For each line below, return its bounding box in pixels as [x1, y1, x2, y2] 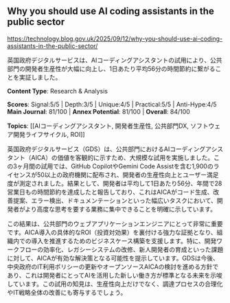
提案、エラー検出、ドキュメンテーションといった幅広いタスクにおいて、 [12, 196, 218, 205]
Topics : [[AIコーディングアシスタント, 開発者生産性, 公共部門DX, [7, 122, 189, 130]
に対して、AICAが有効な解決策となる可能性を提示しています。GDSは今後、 [7, 254, 220, 262]
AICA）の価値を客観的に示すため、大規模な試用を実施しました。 [30, 153, 214, 161]
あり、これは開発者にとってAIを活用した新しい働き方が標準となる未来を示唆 [7, 271, 223, 279]
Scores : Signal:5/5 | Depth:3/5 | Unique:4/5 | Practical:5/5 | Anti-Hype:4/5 [7, 100, 218, 109]
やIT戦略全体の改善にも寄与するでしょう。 [7, 288, 127, 296]
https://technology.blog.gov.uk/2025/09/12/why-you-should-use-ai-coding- [7, 34, 223, 43]
